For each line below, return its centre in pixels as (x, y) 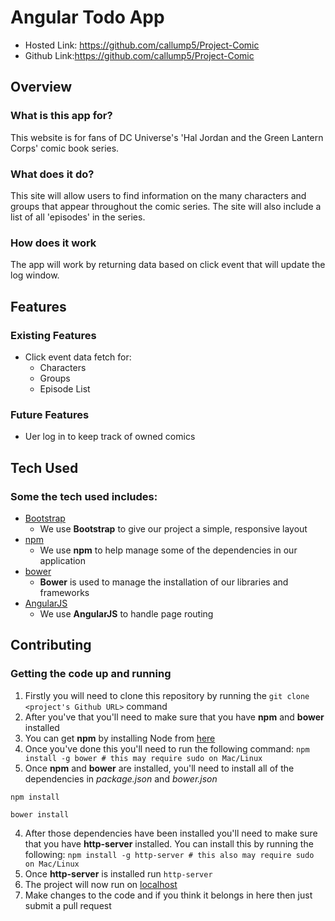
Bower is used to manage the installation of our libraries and (164, 582)
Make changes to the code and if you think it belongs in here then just (168, 895)
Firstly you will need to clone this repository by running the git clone (167, 695)
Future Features (50, 414)
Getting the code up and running (91, 674)
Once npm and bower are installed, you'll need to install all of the (159, 768)
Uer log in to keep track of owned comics (110, 437)
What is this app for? (61, 116)
